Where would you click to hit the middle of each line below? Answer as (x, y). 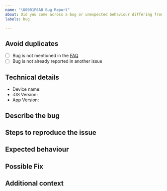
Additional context (34, 183)
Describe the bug (32, 115)
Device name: (26, 89)
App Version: (26, 100)
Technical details (32, 77)
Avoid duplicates (32, 44)
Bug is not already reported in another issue (57, 61)
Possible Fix (24, 166)
